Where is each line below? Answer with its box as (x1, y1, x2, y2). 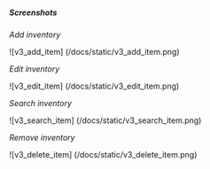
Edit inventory (9, 63, 60, 74)
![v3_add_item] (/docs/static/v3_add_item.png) (9, 46, 180, 57)
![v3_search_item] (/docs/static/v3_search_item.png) (9, 115, 202, 126)
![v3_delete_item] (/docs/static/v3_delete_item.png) (9, 149, 198, 159)
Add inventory (9, 29, 61, 40)
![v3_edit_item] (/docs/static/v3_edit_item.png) (9, 81, 180, 91)
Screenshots (9, 7, 58, 18)
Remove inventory (9, 132, 75, 142)
